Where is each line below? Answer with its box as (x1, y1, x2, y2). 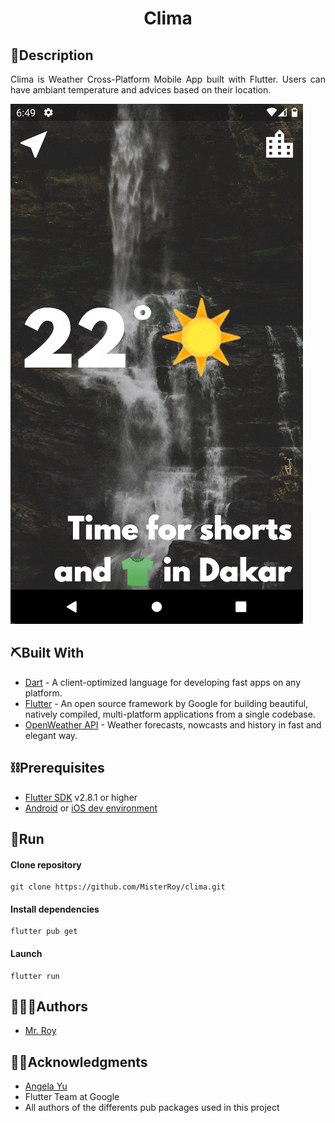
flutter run (10, 971, 60, 981)
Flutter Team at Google (24, 1091, 120, 1103)
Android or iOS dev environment (24, 802, 158, 814)
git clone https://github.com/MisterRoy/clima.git (10, 882, 226, 892)
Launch (10, 948, 43, 960)
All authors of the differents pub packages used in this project (24, 1102, 280, 1114)
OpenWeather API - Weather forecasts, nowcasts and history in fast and (24, 718, 322, 731)
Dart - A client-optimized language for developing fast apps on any (24, 676, 302, 688)
